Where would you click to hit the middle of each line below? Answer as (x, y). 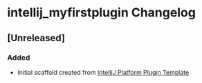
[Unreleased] (36, 38)
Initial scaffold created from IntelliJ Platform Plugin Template (103, 72)
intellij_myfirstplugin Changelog (101, 13)
